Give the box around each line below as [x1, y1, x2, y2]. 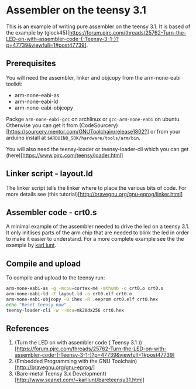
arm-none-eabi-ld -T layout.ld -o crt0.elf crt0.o [6, 291, 132, 297]
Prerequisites [6, 59, 56, 69]
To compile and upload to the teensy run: [6, 274, 105, 281]
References [6, 323, 49, 333]
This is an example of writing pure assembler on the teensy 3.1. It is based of [6, 23, 191, 30]
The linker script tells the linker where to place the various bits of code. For [6, 184, 187, 191]
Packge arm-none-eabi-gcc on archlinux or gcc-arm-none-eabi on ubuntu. [6, 115, 181, 122]
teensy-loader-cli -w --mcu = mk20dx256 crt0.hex [6, 307, 125, 313]
